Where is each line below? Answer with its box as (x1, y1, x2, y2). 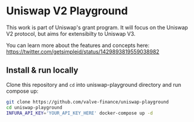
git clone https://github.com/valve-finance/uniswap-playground (6, 99, 169, 105)
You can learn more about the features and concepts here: (6, 42, 150, 49)
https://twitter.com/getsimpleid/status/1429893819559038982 (6, 48, 159, 55)
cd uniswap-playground (6, 104, 62, 111)
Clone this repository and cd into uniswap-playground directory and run (6, 81, 182, 88)
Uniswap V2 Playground (6, 4, 128, 18)
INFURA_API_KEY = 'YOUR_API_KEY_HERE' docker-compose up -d (6, 110, 153, 116)
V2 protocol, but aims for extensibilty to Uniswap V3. (6, 30, 136, 37)
